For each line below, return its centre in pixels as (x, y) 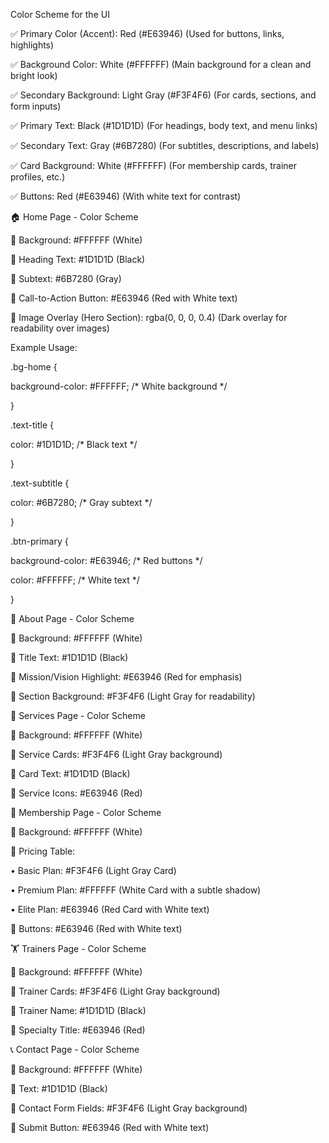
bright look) (34, 75)
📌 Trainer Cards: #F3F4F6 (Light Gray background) (115, 991)
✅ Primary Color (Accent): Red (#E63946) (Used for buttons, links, (147, 33)
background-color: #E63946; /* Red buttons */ (106, 560)
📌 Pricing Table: (43, 851)
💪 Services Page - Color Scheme (78, 715)
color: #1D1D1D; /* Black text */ (74, 444)
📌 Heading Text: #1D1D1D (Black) (78, 259)
